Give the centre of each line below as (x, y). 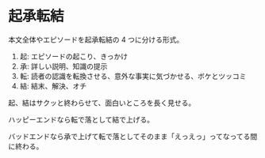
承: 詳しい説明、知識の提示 (63, 66)
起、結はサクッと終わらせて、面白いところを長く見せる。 (102, 103)
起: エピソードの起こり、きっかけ (74, 56)
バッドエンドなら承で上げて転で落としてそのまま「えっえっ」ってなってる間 (133, 136)
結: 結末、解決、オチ (53, 86)
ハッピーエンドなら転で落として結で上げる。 (81, 119)
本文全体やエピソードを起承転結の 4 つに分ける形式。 (96, 39)
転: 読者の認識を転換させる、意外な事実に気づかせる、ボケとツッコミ (133, 76)
